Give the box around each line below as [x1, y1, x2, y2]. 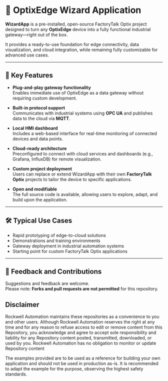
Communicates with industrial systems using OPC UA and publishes [12, 110, 153, 116]
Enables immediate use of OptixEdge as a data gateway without [12, 89, 144, 95]
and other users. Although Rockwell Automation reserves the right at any [5, 319, 155, 325]
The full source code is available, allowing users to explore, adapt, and [12, 191, 158, 197]
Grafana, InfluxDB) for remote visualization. [12, 156, 101, 162]
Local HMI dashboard [12, 125, 58, 131]
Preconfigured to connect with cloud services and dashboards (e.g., [12, 150, 153, 156]
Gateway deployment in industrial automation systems [12, 242, 124, 249]
